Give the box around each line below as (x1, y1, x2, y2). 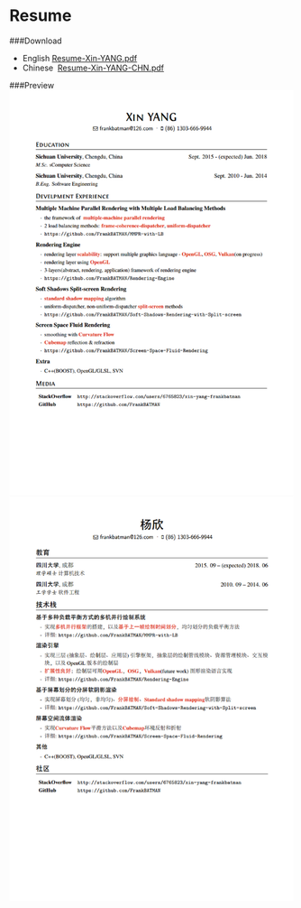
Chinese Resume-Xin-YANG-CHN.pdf (22, 62, 165, 73)
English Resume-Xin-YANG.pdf (22, 52, 138, 63)
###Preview (9, 79, 55, 90)
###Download (9, 35, 62, 46)
